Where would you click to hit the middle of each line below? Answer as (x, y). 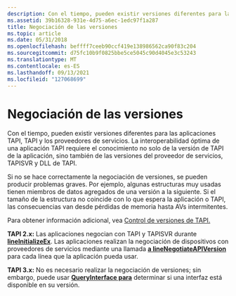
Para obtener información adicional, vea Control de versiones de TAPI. (109, 220)
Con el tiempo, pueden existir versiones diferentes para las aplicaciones (112, 134)
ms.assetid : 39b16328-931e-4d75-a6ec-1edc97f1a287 (83, 20)
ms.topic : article (34, 33)
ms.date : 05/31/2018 (38, 40)
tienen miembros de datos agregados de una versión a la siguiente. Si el (112, 192)
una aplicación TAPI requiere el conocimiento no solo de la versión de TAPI (116, 148)
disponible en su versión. (44, 285)
